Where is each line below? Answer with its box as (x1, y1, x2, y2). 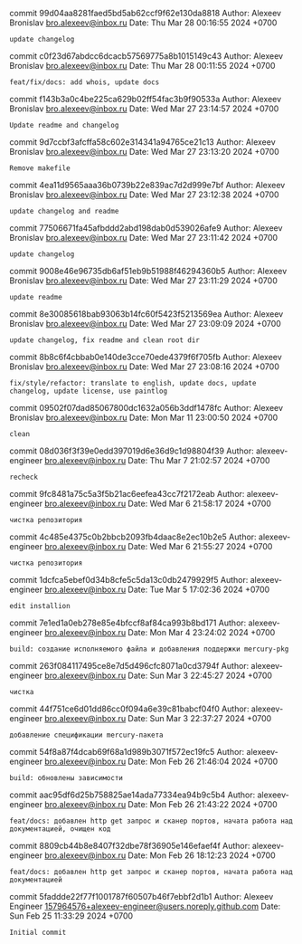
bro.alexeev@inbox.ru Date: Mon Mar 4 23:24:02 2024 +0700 (44, 627, 276, 637)
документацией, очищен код (9, 825, 111, 834)
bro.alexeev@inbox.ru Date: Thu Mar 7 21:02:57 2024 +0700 (44, 455, 270, 465)
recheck (9, 472, 39, 482)
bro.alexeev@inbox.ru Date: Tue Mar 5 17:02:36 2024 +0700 (44, 584, 270, 595)
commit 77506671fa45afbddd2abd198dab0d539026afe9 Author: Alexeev (9, 223, 283, 234)
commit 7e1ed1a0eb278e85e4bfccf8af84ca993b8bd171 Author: (9, 617, 247, 628)
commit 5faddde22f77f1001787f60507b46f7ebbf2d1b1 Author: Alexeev (9, 892, 274, 901)
